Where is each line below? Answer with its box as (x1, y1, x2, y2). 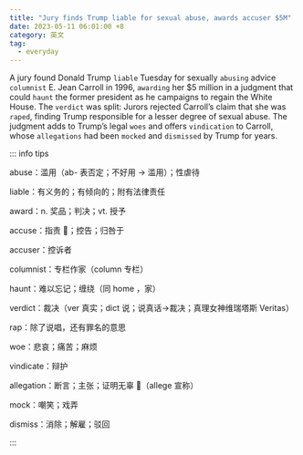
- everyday (17, 47, 59, 57)
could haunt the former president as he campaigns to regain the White (9, 92, 273, 103)
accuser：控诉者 (9, 244, 72, 255)
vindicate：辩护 (9, 361, 68, 372)
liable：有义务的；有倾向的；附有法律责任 (9, 186, 166, 197)
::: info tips (9, 148, 49, 160)
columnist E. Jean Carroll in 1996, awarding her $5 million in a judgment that (9, 82, 294, 93)
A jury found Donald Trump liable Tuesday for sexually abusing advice (9, 72, 277, 83)
